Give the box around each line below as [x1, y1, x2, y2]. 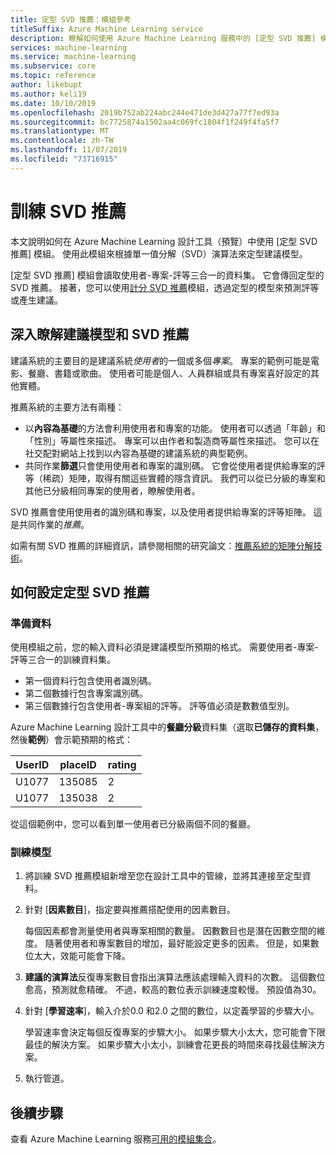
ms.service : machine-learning [10, 52, 137, 62]
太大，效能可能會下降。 [33, 950, 131, 962]
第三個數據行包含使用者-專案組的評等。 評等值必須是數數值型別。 [24, 700, 295, 712]
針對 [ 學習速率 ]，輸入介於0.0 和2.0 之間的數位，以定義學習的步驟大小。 [24, 1005, 320, 1017]
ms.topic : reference [10, 71, 97, 81]
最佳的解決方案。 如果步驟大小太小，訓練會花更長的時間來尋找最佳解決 [24, 1039, 317, 1051]
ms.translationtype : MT [10, 126, 110, 136]
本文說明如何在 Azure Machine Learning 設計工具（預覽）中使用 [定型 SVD [10, 235, 318, 247]
